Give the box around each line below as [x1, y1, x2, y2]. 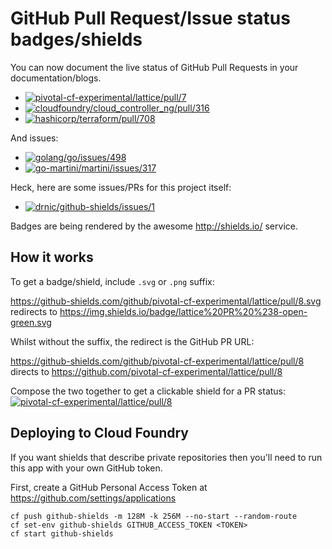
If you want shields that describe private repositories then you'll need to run [10, 451, 323, 463]
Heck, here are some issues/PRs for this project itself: [10, 181, 232, 193]
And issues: [10, 132, 59, 144]
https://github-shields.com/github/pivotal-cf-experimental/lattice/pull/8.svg [10, 295, 322, 307]
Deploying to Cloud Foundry [10, 425, 189, 442]
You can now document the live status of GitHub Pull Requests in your [10, 61, 299, 73]
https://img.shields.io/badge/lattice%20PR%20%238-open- [59, 305, 308, 317]
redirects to [10, 305, 58, 317]
